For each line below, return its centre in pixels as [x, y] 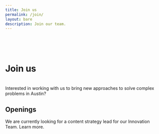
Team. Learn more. [25, 127]
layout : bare [19, 19]
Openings [21, 109]
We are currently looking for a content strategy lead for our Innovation [77, 121]
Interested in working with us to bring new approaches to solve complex [80, 88]
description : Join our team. [36, 24]
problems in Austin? [26, 94]
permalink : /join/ [24, 15]
